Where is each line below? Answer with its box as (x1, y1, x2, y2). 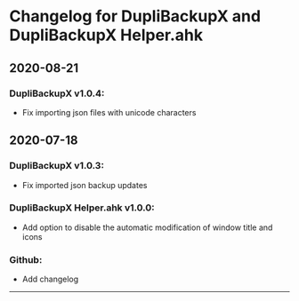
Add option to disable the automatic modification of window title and (21, 222, 273, 233)
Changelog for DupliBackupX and (9, 6, 261, 27)
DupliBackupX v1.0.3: (9, 160, 105, 172)
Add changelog (21, 273, 79, 285)
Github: (9, 253, 43, 265)
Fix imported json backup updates (21, 179, 148, 190)
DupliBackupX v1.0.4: (9, 87, 105, 99)
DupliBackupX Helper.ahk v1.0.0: (9, 202, 156, 214)
